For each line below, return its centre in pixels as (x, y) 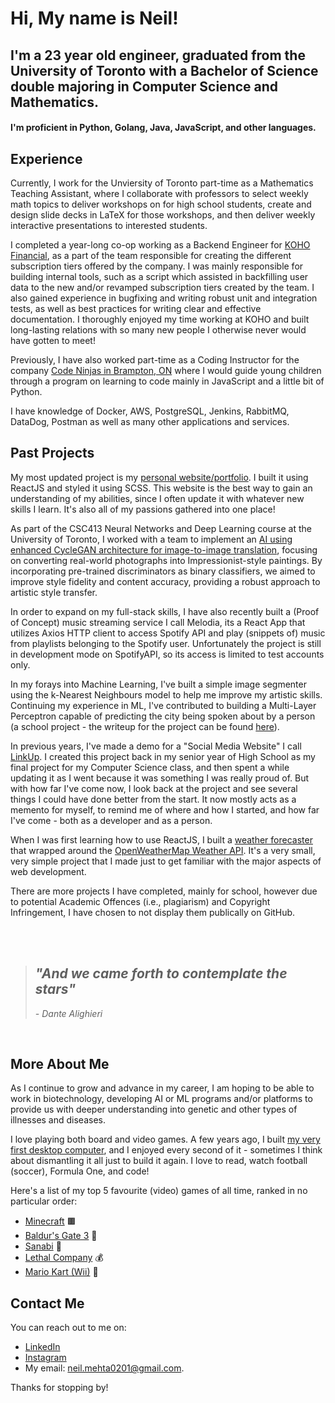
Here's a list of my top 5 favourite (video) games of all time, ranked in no (159, 1191)
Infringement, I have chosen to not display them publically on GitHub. (153, 912)
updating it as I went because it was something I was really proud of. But (160, 778)
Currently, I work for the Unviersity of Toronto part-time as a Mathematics (162, 183)
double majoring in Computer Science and (144, 86)
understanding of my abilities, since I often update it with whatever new (157, 498)
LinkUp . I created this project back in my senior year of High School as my (163, 756)
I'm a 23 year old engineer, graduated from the (158, 55)
